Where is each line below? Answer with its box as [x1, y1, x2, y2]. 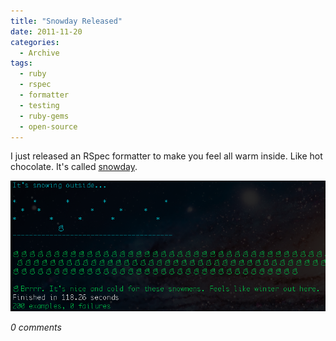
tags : [10, 58, 33, 69]
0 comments [10, 321, 62, 334]
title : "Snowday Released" [10, 16, 123, 26]
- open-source [19, 121, 78, 132]
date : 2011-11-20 [10, 26, 83, 37]
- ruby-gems [19, 111, 70, 121]
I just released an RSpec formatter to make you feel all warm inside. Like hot [10, 150, 323, 162]
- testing [19, 100, 60, 110]
